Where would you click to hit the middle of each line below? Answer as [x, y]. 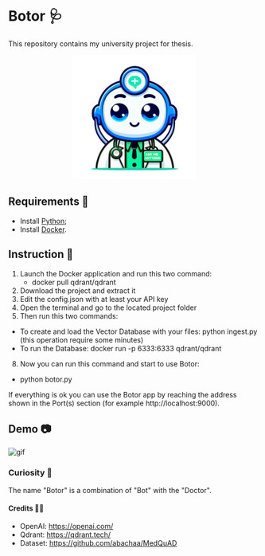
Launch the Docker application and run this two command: [116, 273]
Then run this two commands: [69, 315]
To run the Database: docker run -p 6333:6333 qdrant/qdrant [121, 348]
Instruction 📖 [41, 255]
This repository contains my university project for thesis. [101, 43]
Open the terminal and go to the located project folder [108, 307]
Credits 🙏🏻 [26, 508]
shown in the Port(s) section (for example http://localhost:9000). [114, 403]
